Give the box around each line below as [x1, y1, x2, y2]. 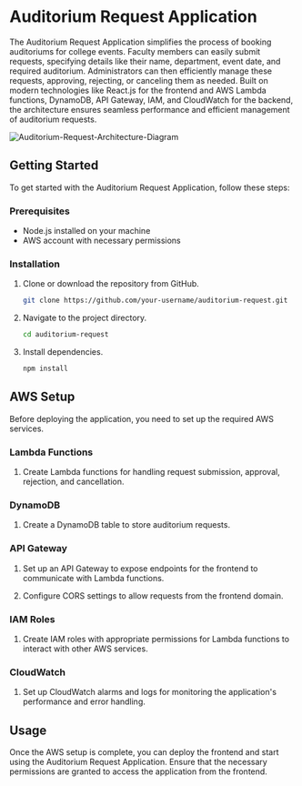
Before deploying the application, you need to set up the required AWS [9, 413, 275, 424]
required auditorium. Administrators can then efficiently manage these [9, 65, 273, 76]
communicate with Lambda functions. [22, 572, 165, 583]
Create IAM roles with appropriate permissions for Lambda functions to [22, 633, 289, 644]
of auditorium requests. [9, 114, 97, 125]
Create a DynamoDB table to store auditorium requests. [22, 519, 230, 530]
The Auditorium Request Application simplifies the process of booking [9, 36, 272, 47]
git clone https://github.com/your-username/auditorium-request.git [22, 296, 288, 306]
